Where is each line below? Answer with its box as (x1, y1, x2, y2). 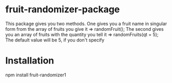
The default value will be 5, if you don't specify (5, 37, 105, 43)
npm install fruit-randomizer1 (5, 72, 66, 78)
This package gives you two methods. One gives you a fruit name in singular (5, 20, 167, 27)
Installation (5, 55, 54, 67)
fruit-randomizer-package (5, 4, 120, 15)
